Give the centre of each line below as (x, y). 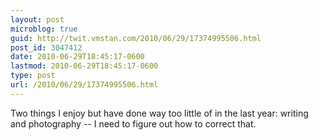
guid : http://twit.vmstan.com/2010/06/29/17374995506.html (136, 38)
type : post (33, 76)
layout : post (37, 19)
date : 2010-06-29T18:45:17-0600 (77, 57)
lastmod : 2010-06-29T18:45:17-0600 (84, 66)
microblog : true (44, 29)
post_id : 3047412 (46, 47)
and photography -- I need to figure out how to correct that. (133, 123)
